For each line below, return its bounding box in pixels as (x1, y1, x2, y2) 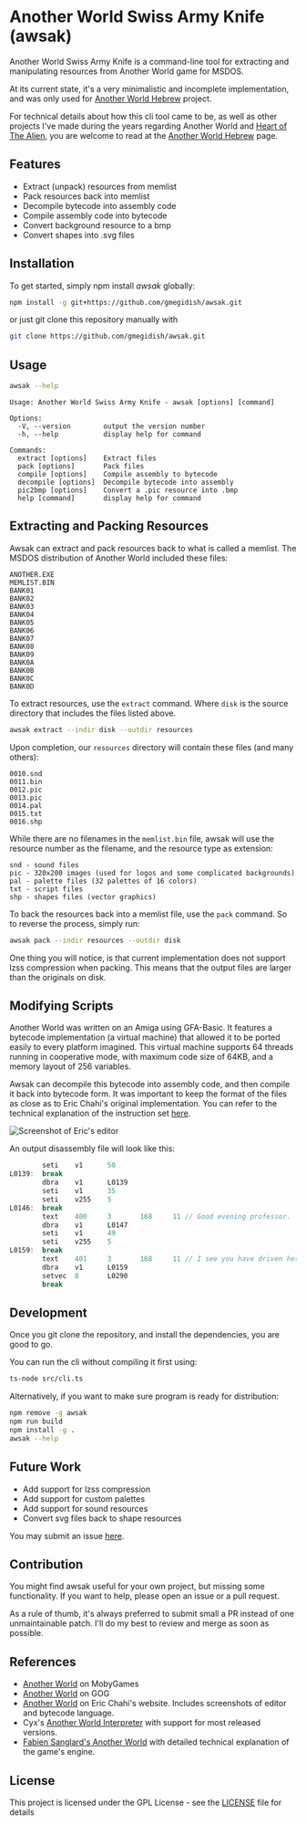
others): (9, 751, 39, 762)
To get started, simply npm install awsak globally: (9, 280, 196, 291)
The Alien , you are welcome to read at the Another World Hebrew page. (9, 130, 279, 141)
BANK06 (9, 625, 35, 635)
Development (9, 1305, 88, 1320)
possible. (9, 1628, 44, 1639)
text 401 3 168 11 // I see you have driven (42, 1254, 283, 1264)
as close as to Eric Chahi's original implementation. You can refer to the (9, 1098, 278, 1109)
